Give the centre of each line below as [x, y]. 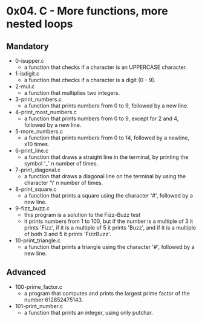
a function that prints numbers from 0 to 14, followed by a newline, [106, 138]
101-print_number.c [39, 306]
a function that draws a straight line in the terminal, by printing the [106, 157]
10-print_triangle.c [38, 240]
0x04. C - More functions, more [87, 11]
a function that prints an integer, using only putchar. [88, 312]
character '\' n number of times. [64, 183]
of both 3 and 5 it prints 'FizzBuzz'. [67, 234]
